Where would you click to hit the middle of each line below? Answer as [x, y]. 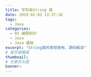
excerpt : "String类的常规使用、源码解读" [46, 48]
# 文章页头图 [17, 62]
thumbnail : [17, 57]
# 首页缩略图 [17, 52]
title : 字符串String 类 [29, 10]
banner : [14, 66]
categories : [18, 29]
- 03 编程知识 [23, 33]
